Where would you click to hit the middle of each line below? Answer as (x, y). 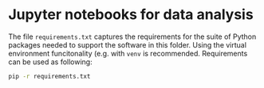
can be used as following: (51, 62)
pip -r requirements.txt (49, 76)
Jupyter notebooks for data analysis (131, 15)
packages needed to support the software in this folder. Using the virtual (128, 44)
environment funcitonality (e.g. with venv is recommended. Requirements (128, 53)
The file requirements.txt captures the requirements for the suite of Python (132, 36)
